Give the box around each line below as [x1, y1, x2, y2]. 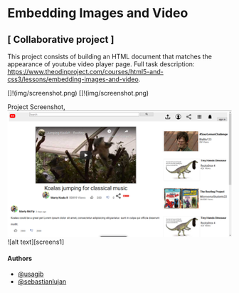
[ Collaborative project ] [7, 34, 115, 46]
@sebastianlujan [17, 277, 67, 286]
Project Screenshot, [7, 103, 65, 111]
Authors [7, 254, 33, 262]
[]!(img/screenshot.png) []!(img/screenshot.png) [7, 89, 149, 97]
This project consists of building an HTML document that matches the [7, 52, 212, 61]
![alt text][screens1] [7, 237, 65, 246]
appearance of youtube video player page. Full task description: [7, 60, 195, 68]
